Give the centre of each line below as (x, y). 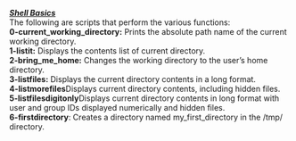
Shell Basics (33, 13)
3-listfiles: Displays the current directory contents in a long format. (133, 79)
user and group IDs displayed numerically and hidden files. (117, 108)
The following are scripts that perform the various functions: (120, 22)
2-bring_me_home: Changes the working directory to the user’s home (139, 60)
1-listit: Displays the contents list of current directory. (107, 51)
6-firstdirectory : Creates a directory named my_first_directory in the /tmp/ (146, 117)
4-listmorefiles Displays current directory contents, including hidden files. (145, 89)
